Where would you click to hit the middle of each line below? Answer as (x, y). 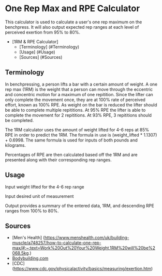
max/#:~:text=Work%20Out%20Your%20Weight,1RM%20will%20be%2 (84, 248)
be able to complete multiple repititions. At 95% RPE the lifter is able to (75, 110)
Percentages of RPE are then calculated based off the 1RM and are (71, 155)
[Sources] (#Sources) (41, 57)
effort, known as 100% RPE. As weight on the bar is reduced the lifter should (81, 104)
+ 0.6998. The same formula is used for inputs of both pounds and (71, 140)
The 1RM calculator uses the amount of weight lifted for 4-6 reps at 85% (77, 130)
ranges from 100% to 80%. (32, 211)
